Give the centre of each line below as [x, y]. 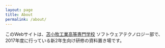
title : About [19, 15]
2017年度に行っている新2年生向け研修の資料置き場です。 [65, 40]
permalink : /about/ [26, 19]
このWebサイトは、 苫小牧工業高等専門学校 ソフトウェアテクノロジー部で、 [84, 34]
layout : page [19, 10]
